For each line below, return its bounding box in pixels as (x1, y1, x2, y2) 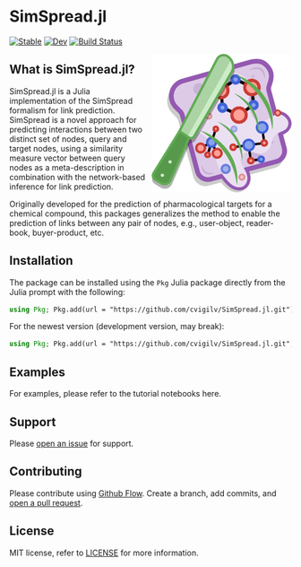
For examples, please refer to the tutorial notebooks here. (9, 388, 222, 399)
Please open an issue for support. (9, 438, 134, 449)
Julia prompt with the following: (9, 286, 125, 297)
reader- (245, 217, 275, 228)
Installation (9, 253, 73, 268)
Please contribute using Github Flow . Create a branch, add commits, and (9, 487, 277, 499)
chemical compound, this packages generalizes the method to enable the (9, 208, 280, 219)
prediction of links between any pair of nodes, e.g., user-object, (9, 217, 245, 228)
